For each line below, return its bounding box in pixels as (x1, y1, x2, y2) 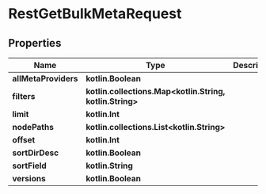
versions (12, 173, 46, 184)
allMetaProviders (12, 73, 78, 84)
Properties (8, 36, 62, 50)
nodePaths (12, 122, 54, 132)
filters (12, 91, 36, 101)
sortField (12, 160, 47, 171)
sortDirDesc (12, 147, 59, 158)
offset (12, 135, 36, 145)
